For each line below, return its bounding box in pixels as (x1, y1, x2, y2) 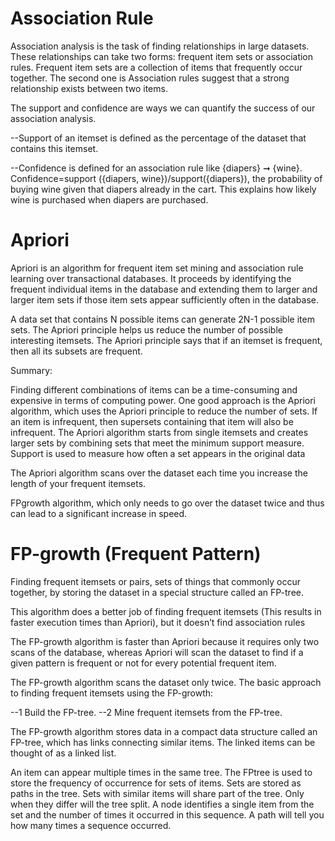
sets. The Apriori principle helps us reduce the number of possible (10, 323, 283, 336)
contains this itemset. (10, 142, 99, 154)
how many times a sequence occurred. (10, 819, 172, 831)
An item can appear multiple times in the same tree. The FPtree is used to (10, 766, 313, 778)
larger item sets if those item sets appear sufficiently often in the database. (10, 293, 320, 306)
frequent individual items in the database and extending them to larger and (10, 283, 318, 295)
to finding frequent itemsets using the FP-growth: (10, 687, 214, 699)
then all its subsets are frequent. (10, 345, 143, 357)
